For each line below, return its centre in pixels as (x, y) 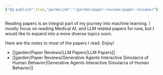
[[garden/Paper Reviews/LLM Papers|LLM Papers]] (63, 52)
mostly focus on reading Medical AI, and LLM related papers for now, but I (80, 28)
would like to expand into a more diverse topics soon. (59, 33)
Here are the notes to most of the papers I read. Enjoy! (60, 43)
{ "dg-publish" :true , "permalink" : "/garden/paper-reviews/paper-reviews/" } (82, 9)
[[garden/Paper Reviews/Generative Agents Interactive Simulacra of (80, 57)
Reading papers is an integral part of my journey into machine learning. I (78, 23)
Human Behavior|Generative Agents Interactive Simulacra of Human (81, 62)
